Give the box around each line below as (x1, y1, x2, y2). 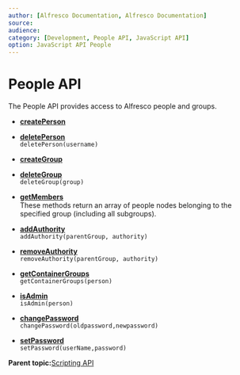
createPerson (19, 117, 66, 127)
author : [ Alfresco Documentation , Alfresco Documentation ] (8, 11, 208, 20)
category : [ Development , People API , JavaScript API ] (8, 33, 190, 42)
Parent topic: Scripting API (8, 358, 94, 368)
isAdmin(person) (19, 300, 74, 308)
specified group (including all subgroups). (19, 209, 157, 219)
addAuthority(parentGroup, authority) (19, 233, 148, 241)
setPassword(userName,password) (19, 344, 127, 353)
